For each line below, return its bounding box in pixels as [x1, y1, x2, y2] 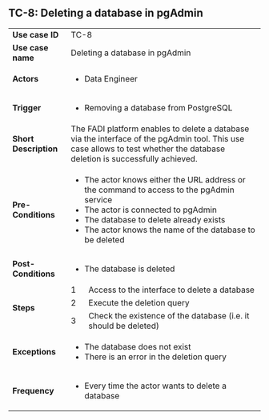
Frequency [12, 385, 54, 396]
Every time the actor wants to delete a [83, 380, 227, 391]
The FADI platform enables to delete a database [70, 123, 250, 134]
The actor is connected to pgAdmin [83, 204, 218, 215]
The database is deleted [83, 263, 175, 274]
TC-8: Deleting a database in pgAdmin [8, 6, 204, 20]
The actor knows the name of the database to [83, 224, 256, 235]
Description [12, 143, 58, 154]
